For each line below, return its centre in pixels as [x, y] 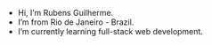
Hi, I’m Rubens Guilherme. [65, 13]
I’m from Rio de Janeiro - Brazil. [76, 22]
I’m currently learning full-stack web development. [110, 31]
